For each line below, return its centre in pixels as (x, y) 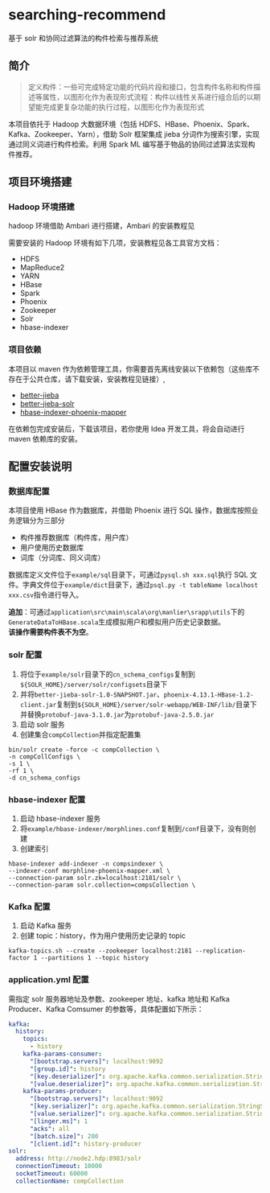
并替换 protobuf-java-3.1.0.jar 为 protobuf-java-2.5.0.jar (117, 714)
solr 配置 (25, 655)
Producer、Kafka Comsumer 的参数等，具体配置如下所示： (106, 1009)
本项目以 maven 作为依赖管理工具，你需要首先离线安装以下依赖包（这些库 (131, 368)
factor (19, 958)
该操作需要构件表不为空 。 (51, 632)
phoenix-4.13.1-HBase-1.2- (209, 695)
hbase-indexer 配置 (47, 800)
